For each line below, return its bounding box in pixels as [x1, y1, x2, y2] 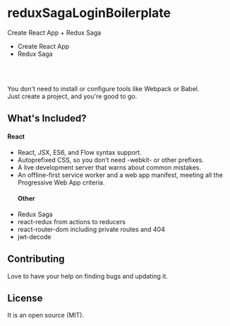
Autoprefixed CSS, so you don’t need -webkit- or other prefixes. [17, 156, 205, 164]
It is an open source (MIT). [7, 311, 85, 320]
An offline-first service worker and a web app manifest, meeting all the [17, 170, 224, 179]
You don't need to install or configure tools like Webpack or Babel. [7, 84, 200, 93]
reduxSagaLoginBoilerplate [7, 5, 171, 21]
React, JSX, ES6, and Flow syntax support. [17, 148, 143, 156]
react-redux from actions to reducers [17, 217, 126, 226]
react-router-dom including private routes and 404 [17, 225, 166, 233]
